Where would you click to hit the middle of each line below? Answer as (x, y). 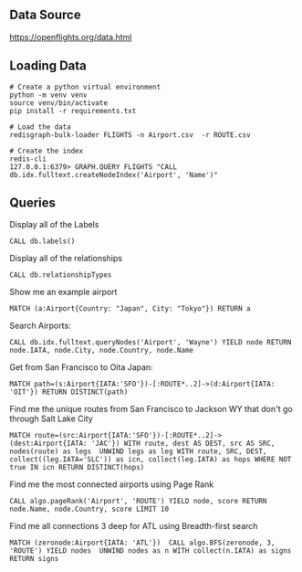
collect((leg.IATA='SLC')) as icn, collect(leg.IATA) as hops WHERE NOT (151, 460)
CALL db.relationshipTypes (61, 275)
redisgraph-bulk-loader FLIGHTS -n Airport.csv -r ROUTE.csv (130, 135)
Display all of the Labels (54, 225)
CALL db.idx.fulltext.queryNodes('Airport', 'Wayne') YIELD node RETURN (151, 343)
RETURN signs (34, 559)
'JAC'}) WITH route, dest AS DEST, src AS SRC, (183, 444)
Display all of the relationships (66, 259)
